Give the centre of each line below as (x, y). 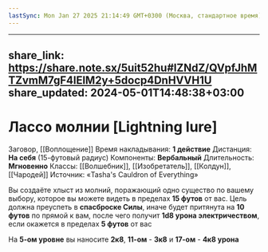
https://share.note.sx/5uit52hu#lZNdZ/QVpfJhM (133, 68)
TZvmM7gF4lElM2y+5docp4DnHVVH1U (110, 81)
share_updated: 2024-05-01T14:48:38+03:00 (126, 93)
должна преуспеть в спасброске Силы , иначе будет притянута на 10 (126, 207)
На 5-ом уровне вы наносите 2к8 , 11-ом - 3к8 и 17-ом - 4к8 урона (124, 239)
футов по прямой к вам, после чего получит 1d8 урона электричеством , (134, 215)
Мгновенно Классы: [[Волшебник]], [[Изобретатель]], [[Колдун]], (120, 166)
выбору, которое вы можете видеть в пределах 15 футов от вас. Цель (128, 198)
